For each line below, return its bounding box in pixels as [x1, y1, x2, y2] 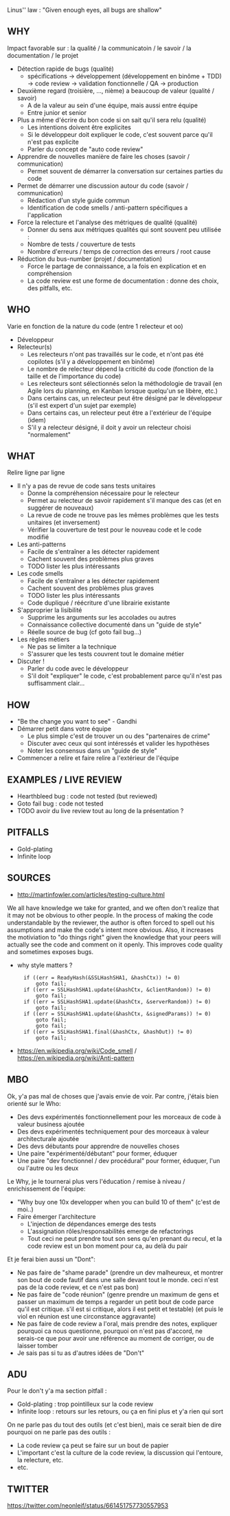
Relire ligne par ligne [7, 468, 65, 477]
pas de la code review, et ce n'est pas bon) [16, 1283, 139, 1291]
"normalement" [27, 430, 71, 439]
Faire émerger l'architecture [16, 1212, 96, 1220]
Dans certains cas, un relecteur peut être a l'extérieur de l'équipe [27, 409, 211, 417]
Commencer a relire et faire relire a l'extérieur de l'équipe [16, 754, 180, 762]
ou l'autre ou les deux [16, 1164, 79, 1172]
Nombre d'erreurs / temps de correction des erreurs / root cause [27, 247, 211, 255]
